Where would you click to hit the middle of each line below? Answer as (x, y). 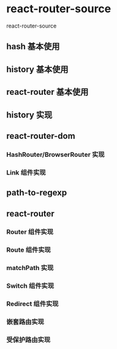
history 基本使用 (37, 69)
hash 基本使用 (33, 47)
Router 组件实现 (30, 232)
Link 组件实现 (26, 172)
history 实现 (29, 115)
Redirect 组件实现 (32, 304)
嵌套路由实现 (25, 322)
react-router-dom (41, 136)
